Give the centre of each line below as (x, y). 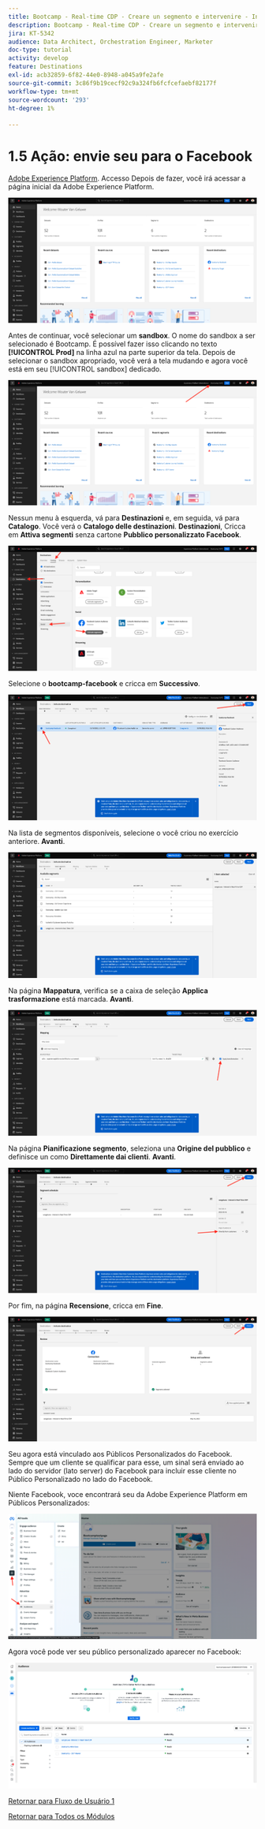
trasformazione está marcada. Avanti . (71, 998)
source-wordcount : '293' (49, 100)
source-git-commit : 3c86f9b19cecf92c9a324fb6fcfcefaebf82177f (112, 83)
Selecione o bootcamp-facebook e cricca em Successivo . (105, 684)
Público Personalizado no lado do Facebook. (81, 1480)
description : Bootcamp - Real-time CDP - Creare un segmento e (114, 25)
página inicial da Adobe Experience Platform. (81, 187)
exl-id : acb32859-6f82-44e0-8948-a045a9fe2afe (86, 75)
